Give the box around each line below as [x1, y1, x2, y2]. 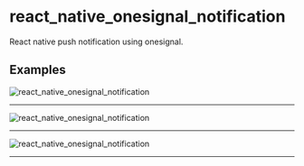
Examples [9, 62, 66, 78]
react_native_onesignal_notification [9, 6, 286, 27]
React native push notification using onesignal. [9, 36, 184, 47]
